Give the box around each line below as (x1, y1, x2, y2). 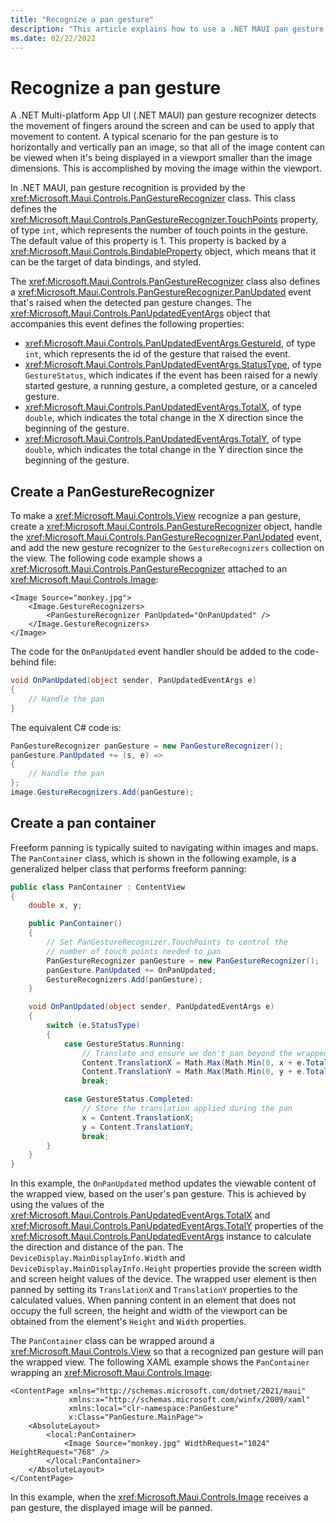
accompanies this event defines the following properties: (10, 318, 245, 330)
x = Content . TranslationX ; (81, 1112, 195, 1123)
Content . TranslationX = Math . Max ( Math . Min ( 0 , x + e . (81, 1057, 307, 1068)
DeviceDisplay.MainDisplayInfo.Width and (10, 1252, 186, 1264)
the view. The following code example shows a (10, 552, 203, 565)
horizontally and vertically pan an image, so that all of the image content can (10, 141, 325, 153)
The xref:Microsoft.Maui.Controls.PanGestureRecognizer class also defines (10, 276, 321, 288)
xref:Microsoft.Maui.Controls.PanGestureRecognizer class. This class (10, 192, 296, 205)
